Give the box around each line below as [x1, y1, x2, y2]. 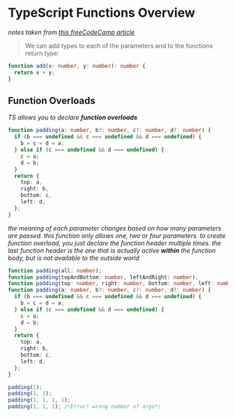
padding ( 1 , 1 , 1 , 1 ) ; [8, 397, 71, 404]
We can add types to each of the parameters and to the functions [24, 41, 213, 50]
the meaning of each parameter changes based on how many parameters [8, 224, 222, 232]
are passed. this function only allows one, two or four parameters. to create [8, 231, 226, 240]
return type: [24, 49, 60, 57]
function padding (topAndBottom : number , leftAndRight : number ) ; [8, 274, 199, 281]
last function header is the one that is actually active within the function [8, 246, 216, 254]
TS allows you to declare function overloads [8, 113, 138, 122]
